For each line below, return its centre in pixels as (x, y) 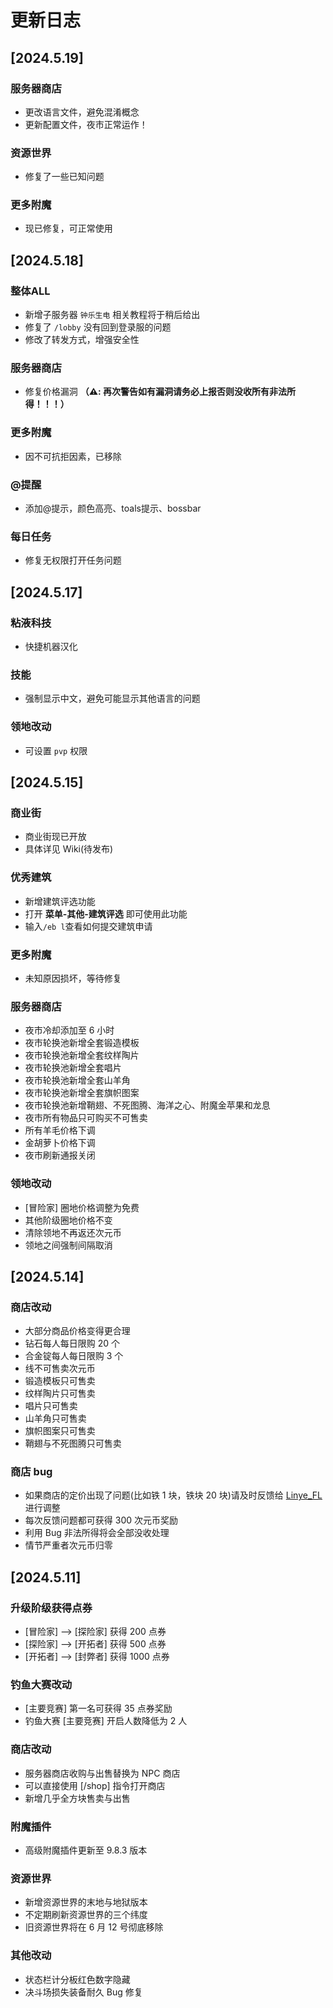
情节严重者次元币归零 (68, 1545)
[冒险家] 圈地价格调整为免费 (82, 1207)
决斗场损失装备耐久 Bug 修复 (83, 1992)
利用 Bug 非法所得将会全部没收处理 (97, 1533)
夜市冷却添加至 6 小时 (69, 1030)
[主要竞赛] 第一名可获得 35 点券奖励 (98, 1708)
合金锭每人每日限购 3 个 (74, 1356)
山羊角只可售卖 (55, 1418)
